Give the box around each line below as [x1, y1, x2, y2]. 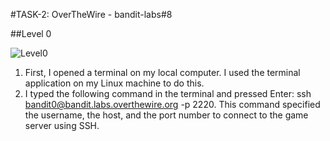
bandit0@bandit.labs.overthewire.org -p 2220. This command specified [24, 99, 321, 110]
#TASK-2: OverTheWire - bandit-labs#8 [10, 9, 173, 20]
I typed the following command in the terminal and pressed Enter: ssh [24, 88, 312, 99]
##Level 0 [10, 28, 52, 39]
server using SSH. [24, 120, 100, 131]
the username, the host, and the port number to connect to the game [24, 109, 309, 121]
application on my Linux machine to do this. [24, 77, 205, 89]
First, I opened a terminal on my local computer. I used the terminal [24, 67, 301, 78]
